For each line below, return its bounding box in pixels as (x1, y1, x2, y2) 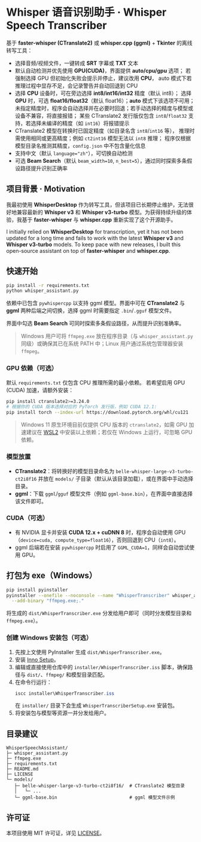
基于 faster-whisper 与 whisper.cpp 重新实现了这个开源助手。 (22, 216, 176, 223)
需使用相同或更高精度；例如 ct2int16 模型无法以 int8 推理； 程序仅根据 (14, 135, 191, 142)
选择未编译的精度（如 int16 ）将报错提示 (31, 120, 130, 127)
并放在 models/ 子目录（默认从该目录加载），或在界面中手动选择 (38, 475, 194, 482)
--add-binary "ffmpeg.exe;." (11, 598, 84, 604)
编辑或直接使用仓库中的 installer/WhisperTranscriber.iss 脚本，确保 (14, 663, 188, 670)
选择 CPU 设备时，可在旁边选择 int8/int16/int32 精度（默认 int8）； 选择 (14, 89, 191, 97)
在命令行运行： (14, 678, 52, 685)
